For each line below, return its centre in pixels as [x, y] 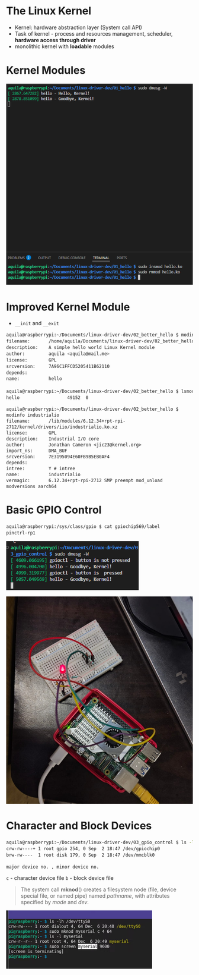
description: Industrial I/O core [53, 439]
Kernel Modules [46, 70]
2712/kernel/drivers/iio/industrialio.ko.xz [62, 427]
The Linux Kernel [49, 11]
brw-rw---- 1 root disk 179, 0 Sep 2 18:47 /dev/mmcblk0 [81, 855]
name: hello [34, 379]
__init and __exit [37, 323]
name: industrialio [44, 474]
